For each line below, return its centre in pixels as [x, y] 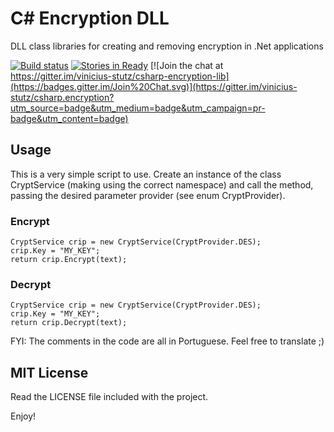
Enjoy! [23, 416]
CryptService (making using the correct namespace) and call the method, [162, 184]
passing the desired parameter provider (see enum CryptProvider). [148, 195]
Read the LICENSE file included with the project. [109, 397]
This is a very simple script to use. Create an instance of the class [146, 174]
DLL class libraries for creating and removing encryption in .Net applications [167, 46]
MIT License [49, 372]
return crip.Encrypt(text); [69, 260]
